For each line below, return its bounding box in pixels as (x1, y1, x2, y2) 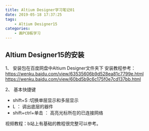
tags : (5, 17, 17, 22)
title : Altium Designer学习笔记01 (5, 7, 75, 13)
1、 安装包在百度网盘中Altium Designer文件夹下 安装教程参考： (5, 65, 136, 71)
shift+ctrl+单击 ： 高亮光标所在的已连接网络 (12, 109, 104, 116)
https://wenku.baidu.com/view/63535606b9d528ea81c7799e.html (5, 71, 144, 77)
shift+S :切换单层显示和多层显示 (12, 97, 79, 103)
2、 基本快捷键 (5, 86, 36, 92)
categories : (5, 26, 30, 31)
